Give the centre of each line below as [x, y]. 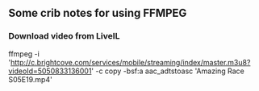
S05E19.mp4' [30, 79]
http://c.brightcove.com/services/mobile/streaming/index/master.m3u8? [131, 62]
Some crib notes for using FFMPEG [98, 13]
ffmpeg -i [24, 54]
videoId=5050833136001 [50, 71]
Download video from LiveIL [64, 36]
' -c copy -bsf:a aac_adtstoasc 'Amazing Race [168, 71]
